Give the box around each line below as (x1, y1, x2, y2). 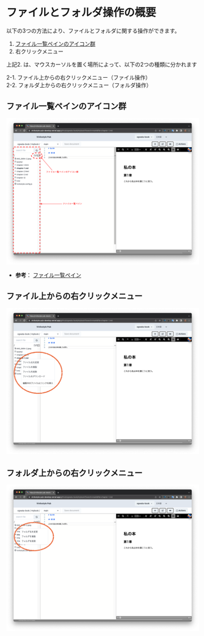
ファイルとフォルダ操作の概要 (6, 6, 157, 20)
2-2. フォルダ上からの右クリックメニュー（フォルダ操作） (6, 81, 152, 89)
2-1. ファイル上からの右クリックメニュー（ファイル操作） (6, 74, 151, 81)
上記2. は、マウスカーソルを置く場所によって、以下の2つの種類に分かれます (6, 61, 197, 68)
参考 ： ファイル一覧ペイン (15, 271, 81, 279)
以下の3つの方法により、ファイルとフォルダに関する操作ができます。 (6, 27, 180, 34)
